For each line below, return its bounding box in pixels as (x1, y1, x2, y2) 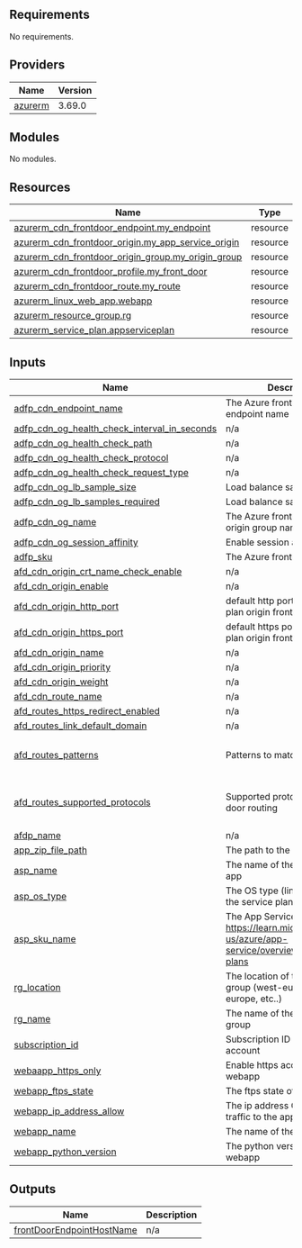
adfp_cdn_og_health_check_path (13, 437, 153, 449)
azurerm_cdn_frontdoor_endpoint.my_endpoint (13, 222, 211, 234)
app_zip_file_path (13, 844, 88, 856)
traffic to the (225, 1111, 278, 1124)
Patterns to (225, 748, 272, 761)
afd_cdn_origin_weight (13, 675, 109, 688)
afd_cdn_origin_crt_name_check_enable (13, 565, 182, 578)
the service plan (225, 896, 294, 909)
